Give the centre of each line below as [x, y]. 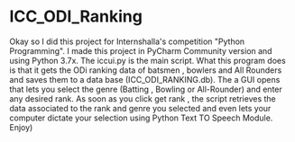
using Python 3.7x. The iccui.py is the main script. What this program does [147, 60]
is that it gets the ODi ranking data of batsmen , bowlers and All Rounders [146, 70]
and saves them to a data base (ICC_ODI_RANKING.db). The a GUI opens [145, 79]
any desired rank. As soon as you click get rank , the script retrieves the [143, 98]
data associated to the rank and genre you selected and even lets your [140, 108]
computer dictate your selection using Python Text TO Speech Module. [141, 118]
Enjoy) [21, 127]
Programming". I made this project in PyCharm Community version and [141, 50]
